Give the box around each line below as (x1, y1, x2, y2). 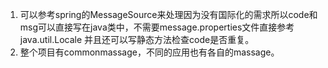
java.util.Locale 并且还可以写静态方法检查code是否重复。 (19, 34, 255, 45)
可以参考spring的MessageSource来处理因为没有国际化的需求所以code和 (19, 9, 318, 20)
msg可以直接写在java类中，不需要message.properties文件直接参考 (19, 21, 295, 33)
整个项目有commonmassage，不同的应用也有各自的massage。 (19, 46, 280, 58)
